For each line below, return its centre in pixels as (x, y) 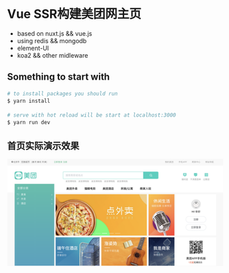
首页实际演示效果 (43, 146)
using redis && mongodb (52, 40)
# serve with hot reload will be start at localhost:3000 (92, 115)
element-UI (33, 48)
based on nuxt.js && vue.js (55, 33)
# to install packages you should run (62, 93)
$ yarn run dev (29, 123)
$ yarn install (29, 101)
